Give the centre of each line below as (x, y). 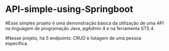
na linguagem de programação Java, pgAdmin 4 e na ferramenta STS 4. (80, 28)
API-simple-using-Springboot (69, 9)
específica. (17, 43)
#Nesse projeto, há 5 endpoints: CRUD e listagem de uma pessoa (73, 38)
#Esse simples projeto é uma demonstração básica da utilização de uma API (84, 23)
